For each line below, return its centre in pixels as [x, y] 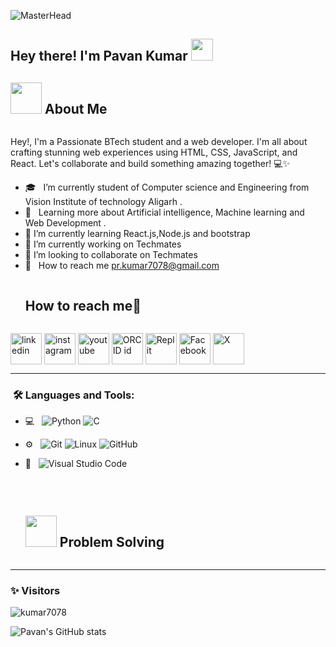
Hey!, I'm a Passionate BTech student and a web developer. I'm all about [159, 142]
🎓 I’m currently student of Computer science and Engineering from [167, 187]
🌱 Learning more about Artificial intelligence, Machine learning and [164, 212]
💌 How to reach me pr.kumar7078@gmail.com [122, 266]
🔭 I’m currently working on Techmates [103, 244]
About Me [76, 108]
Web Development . [65, 223]
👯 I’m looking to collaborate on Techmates [111, 255]
